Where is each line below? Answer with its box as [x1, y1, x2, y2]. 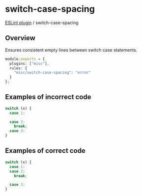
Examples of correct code [5, 146, 86, 155]
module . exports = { [5, 56, 45, 61]
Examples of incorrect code [5, 93, 91, 101]
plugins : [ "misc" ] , [9, 61, 50, 66]
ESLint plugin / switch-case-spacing [5, 20, 79, 26]
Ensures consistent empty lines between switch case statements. [5, 47, 138, 53]
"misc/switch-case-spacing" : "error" [14, 70, 91, 75]
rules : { [9, 65, 28, 71]
